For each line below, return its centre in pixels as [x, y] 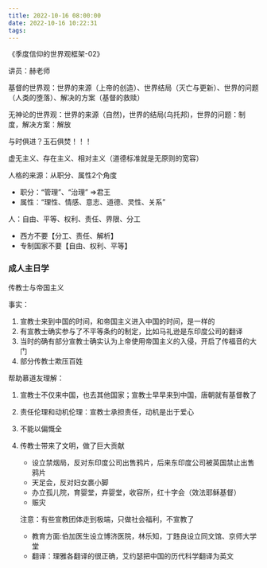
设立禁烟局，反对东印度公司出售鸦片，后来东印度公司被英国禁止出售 [143, 462]
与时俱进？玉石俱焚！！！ [50, 142]
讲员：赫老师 [29, 71]
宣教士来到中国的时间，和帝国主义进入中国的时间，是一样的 [117, 321]
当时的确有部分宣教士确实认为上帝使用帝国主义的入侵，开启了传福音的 [135, 341]
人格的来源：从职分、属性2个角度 [63, 175]
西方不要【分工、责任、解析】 [68, 236]
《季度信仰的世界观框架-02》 [56, 54]
